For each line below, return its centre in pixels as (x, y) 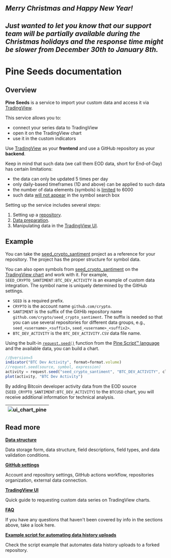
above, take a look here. (31, 525)
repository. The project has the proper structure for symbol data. (73, 259)
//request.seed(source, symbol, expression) (53, 367)
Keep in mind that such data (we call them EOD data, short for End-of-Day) (84, 163)
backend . (16, 154)
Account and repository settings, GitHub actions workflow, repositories (80, 475)
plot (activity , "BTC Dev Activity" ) (44, 377)
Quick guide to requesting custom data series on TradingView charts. (78, 500)
